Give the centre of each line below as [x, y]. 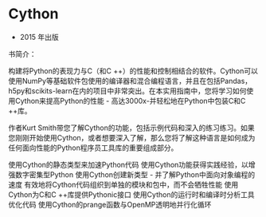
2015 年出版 [39, 37]
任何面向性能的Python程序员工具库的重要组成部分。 [93, 148]
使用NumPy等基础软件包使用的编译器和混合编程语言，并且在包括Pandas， [130, 81]
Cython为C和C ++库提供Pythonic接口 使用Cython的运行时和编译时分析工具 [131, 194]
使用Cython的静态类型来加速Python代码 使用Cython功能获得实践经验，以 [129, 164]
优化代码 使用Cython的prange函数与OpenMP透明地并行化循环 [110, 204]
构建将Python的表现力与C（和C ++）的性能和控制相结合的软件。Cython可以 [133, 71]
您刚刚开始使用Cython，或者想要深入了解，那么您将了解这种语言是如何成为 [132, 137]
